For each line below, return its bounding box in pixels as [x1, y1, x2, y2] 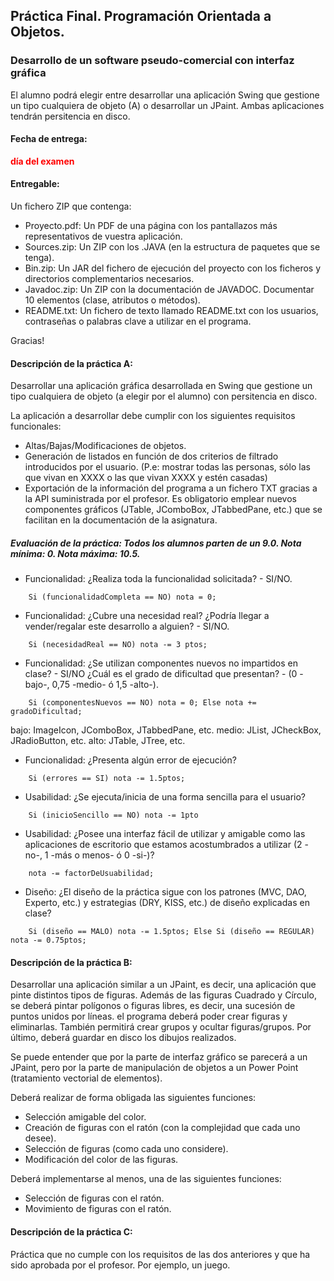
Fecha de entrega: [10, 133, 88, 145]
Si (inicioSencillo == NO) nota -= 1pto [28, 810, 199, 821]
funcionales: [10, 420, 62, 433]
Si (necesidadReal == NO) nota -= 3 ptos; [28, 640, 208, 650]
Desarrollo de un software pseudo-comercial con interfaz [10, 54, 295, 68]
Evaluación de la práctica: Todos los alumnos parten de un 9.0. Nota [10, 537, 302, 549]
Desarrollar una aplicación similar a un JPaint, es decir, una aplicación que [10, 979, 317, 991]
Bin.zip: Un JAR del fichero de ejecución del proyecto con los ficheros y [24, 262, 322, 274]
